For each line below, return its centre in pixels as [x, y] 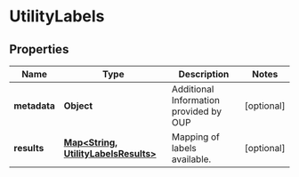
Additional [193, 89]
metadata [34, 106]
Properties [39, 49]
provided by [197, 111]
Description [204, 74]
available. [191, 159]
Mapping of [195, 137]
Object [78, 106]
